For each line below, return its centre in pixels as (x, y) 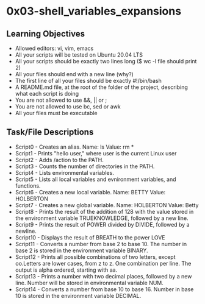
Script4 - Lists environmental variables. (64, 172)
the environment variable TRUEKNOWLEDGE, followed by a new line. (102, 218)
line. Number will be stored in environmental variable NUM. (89, 283)
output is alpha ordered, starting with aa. (66, 270)
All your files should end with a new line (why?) (74, 74)
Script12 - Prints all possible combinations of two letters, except (95, 256)
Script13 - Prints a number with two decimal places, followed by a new (103, 276)
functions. (28, 186)
